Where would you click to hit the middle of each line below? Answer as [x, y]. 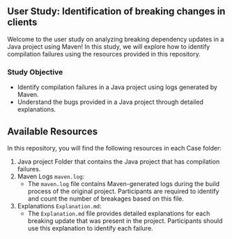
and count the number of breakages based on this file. [106, 199]
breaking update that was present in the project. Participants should [125, 221]
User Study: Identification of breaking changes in [116, 11]
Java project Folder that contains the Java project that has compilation [118, 161]
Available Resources [53, 131]
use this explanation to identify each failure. [90, 228]
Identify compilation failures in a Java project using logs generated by [117, 87]
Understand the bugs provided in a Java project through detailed [110, 102]
